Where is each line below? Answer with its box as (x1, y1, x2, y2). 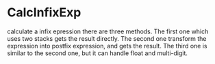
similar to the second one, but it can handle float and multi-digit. (7, 49, 188, 57)
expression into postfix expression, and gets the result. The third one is (7, 42, 207, 50)
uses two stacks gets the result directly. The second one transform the (7, 34, 207, 42)
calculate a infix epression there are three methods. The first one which (7, 27, 209, 35)
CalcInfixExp (7, 5, 81, 20)
